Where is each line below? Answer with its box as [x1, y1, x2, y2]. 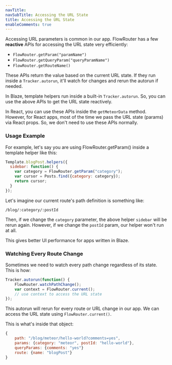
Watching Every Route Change [5, 250, 84, 257]
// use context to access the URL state [14, 291, 102, 297]
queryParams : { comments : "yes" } [14, 345, 84, 350]
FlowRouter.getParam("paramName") [12, 52, 87, 58]
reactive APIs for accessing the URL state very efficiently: [5, 42, 128, 48]
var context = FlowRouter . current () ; [14, 286, 95, 292]
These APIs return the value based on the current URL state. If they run [5, 72, 156, 79]
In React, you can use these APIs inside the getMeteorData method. [5, 108, 147, 115]
